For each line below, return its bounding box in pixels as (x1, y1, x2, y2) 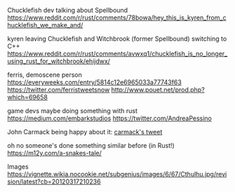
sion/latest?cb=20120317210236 (7, 177, 101, 186)
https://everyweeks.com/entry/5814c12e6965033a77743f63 (7, 78, 182, 87)
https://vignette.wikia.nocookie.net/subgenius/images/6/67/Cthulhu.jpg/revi (7, 170, 227, 178)
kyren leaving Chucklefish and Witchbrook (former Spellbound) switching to (7, 34, 227, 43)
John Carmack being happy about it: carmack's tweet (7, 128, 163, 136)
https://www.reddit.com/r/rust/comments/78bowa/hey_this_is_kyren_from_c (7, 13, 227, 22)
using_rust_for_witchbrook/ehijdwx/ (7, 57, 111, 65)
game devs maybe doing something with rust (7, 107, 138, 115)
